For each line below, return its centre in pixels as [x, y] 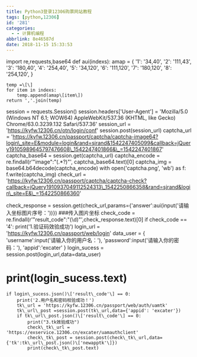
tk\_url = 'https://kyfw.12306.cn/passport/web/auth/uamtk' [92, 305]
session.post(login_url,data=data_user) [54, 254]
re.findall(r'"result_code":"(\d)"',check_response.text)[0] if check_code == [97, 219]
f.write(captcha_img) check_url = [46, 174]
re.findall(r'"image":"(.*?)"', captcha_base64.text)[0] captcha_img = [89, 162]
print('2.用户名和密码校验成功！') [56, 300]
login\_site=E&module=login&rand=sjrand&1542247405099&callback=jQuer [98, 143]
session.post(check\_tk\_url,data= [119, 337]
